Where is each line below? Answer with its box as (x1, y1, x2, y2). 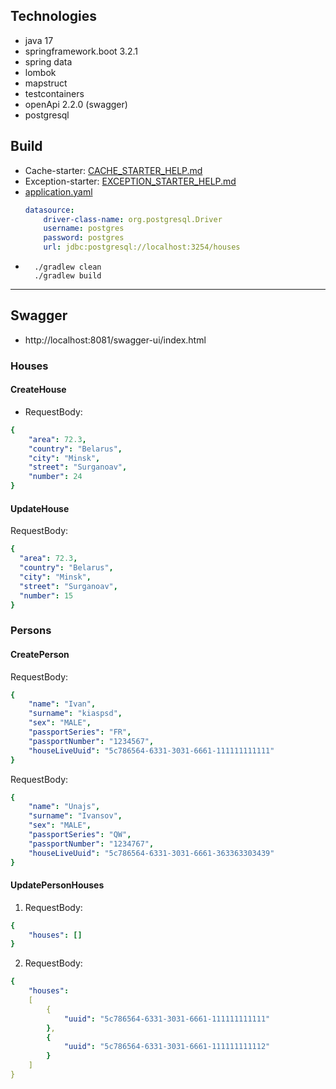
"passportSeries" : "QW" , (28, 830, 132, 840)
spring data (24, 55, 73, 68)
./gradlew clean (34, 262, 102, 272)
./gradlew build (34, 271, 102, 281)
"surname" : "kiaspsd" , (28, 709, 123, 719)
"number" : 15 (19, 590, 74, 601)
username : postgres (43, 224, 125, 234)
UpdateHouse (10, 502, 70, 514)
